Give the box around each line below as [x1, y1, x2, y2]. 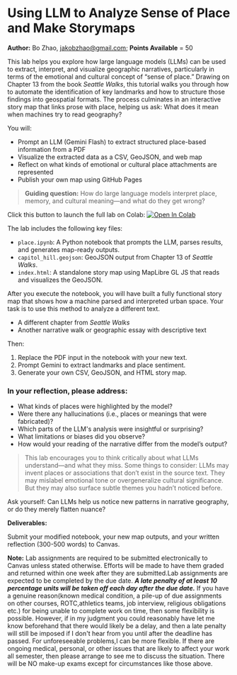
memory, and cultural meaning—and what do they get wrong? [24, 197, 205, 205]
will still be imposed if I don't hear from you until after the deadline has [7, 630, 212, 638]
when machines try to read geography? [7, 110, 122, 119]
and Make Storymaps [7, 20, 136, 36]
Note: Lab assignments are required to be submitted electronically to [7, 554, 208, 562]
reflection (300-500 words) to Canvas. [7, 540, 120, 549]
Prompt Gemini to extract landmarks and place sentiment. [17, 361, 186, 369]
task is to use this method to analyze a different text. [7, 304, 161, 313]
